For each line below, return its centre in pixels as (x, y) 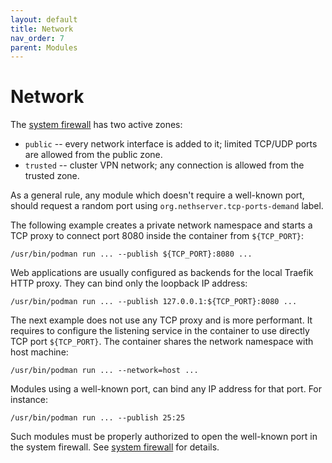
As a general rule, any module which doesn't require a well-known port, (157, 195)
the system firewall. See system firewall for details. (115, 447)
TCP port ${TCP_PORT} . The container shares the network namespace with (162, 342)
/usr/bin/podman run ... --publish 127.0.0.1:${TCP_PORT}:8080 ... (154, 302)
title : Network (42, 29)
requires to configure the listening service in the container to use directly (160, 331)
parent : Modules (44, 47)
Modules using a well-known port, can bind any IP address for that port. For (166, 389)
